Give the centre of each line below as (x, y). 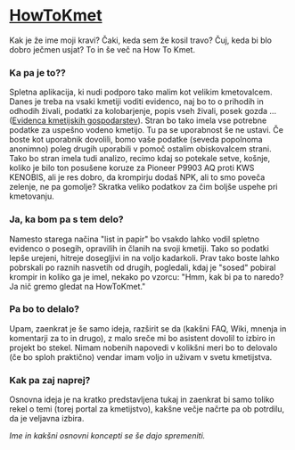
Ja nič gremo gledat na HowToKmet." (78, 286)
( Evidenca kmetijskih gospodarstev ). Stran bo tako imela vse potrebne (138, 120)
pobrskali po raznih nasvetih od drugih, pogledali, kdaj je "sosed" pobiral (143, 267)
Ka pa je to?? (38, 72)
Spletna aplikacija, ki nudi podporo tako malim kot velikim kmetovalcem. (141, 92)
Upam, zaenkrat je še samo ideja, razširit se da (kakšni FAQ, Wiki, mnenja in (148, 328)
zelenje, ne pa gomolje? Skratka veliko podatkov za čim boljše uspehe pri (143, 187)
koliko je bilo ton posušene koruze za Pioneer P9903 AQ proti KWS (132, 168)
